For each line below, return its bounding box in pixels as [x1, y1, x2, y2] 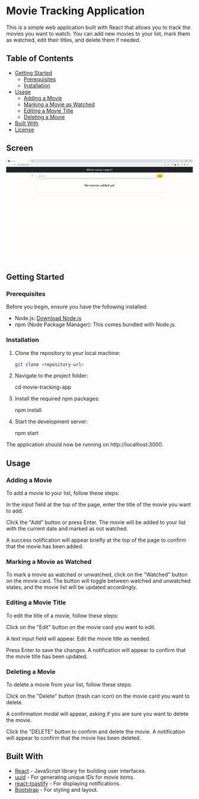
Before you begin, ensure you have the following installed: [6, 303, 148, 311]
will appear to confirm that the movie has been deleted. [6, 734, 141, 742]
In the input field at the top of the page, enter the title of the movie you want [6, 501, 191, 508]
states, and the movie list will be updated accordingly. [6, 584, 137, 591]
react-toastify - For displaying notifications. [14, 779, 121, 787]
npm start [14, 430, 38, 437]
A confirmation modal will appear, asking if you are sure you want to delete [6, 710, 189, 717]
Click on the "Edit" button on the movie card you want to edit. [6, 624, 156, 631]
